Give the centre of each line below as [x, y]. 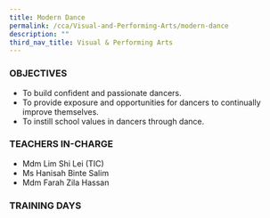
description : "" [39, 34]
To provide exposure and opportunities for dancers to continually [141, 102]
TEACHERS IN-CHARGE [61, 144]
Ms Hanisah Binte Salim [65, 173]
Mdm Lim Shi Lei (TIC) [63, 163]
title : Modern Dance [48, 17]
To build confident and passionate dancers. [102, 93]
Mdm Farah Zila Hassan [65, 182]
